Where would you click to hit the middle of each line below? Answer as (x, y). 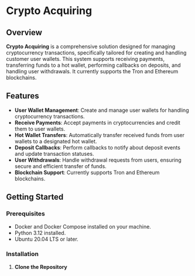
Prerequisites (25, 214)
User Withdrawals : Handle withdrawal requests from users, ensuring (98, 160)
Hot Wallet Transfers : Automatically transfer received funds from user (99, 135)
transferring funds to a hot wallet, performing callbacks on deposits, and (93, 65)
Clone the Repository (41, 267)
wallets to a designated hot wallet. (56, 141)
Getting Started (35, 197)
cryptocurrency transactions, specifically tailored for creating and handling (96, 53)
